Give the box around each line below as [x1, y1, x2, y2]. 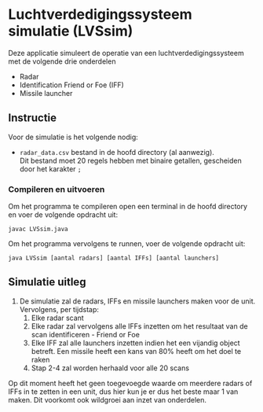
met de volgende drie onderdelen [8, 57, 116, 66]
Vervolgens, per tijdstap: [19, 304, 100, 314]
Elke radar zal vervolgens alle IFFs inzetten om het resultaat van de [31, 321, 249, 331]
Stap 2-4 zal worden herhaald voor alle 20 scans [31, 363, 190, 373]
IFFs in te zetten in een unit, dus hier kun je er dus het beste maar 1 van [8, 387, 239, 396]
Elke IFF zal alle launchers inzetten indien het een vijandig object [31, 338, 241, 348]
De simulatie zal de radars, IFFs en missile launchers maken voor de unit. [19, 296, 256, 306]
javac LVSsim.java [8, 226, 68, 234]
